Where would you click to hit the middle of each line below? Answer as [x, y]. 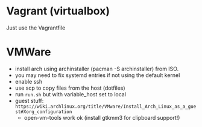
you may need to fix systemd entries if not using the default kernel [97, 75]
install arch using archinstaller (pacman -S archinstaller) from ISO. [97, 69]
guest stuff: [29, 101]
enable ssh [29, 81]
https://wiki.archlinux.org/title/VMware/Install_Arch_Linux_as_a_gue [106, 107]
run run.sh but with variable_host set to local [71, 94]
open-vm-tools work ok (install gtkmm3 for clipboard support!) [102, 117]
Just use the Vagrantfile [36, 28]
